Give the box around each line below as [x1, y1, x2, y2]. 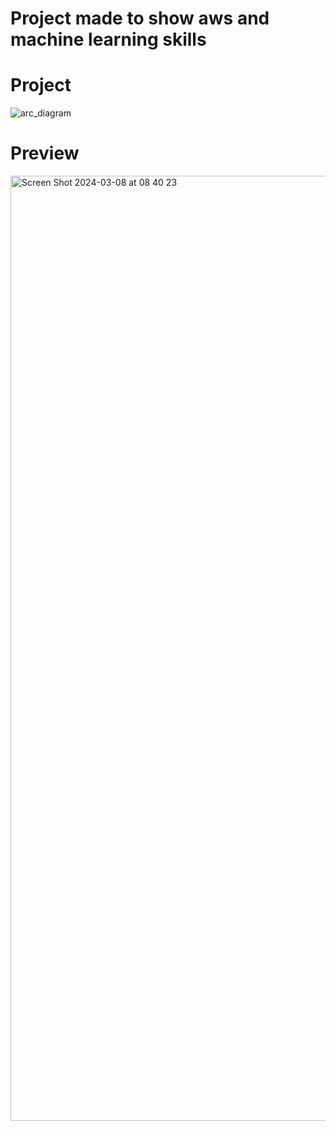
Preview [10, 142, 80, 165]
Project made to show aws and [10, 7, 270, 30]
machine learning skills [10, 28, 207, 51]
